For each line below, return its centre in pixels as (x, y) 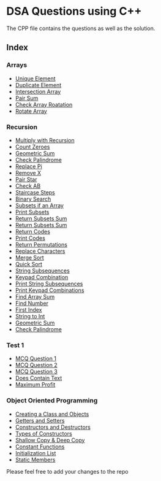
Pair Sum (27, 98)
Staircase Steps (35, 192)
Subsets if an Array (39, 205)
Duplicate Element (38, 85)
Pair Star (26, 179)
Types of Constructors (43, 433)
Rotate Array (31, 111)
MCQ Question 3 (36, 372)
